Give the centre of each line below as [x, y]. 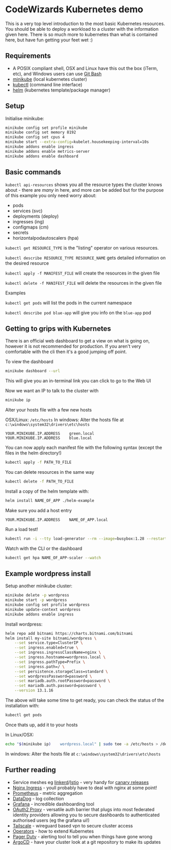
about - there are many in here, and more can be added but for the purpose [84, 190]
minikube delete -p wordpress [37, 595]
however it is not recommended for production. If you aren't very [73, 347]
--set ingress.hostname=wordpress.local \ [60, 657]
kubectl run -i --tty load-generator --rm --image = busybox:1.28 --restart [86, 538]
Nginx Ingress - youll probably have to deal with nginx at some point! [85, 788]
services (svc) [27, 211]
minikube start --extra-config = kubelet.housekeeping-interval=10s [77, 142]
